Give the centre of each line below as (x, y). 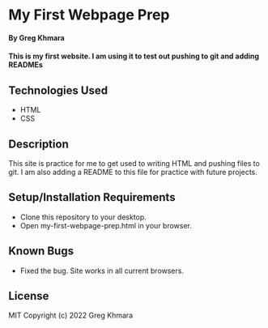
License (29, 296)
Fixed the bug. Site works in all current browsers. (102, 270)
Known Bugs (41, 251)
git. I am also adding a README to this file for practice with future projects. (133, 172)
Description (38, 144)
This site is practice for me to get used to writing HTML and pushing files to (134, 163)
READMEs (26, 65)
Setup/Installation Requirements (92, 197)
